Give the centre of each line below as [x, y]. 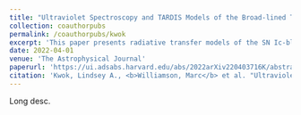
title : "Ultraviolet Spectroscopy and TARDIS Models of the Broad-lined [148, 17]
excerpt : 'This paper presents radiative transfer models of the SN [140, 42]
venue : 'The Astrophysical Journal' [77, 59]
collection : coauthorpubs [57, 26]
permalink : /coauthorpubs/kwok [68, 34]
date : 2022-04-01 [42, 51]
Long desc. [30, 101]
